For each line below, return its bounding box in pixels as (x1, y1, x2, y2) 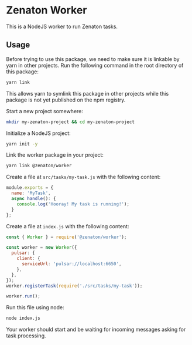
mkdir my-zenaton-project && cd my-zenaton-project (6, 119, 135, 125)
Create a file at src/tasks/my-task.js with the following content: (6, 174, 161, 181)
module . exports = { (6, 185, 54, 191)
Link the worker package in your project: (6, 151, 104, 158)
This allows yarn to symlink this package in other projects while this (6, 90, 169, 97)
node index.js (6, 315, 41, 322)
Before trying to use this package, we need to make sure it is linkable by (6, 55, 180, 62)
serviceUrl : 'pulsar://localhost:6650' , (21, 261, 122, 267)
